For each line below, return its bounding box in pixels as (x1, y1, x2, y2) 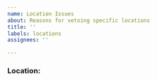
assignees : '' (7, 37, 50, 44)
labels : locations (7, 30, 62, 37)
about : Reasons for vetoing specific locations (7, 17, 151, 24)
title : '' (7, 23, 37, 30)
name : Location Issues (7, 10, 74, 18)
